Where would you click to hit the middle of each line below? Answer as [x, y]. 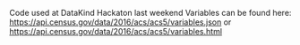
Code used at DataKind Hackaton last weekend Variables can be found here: [150, 13]
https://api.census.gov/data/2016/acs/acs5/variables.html [116, 31]
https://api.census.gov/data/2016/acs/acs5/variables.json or [120, 22]
